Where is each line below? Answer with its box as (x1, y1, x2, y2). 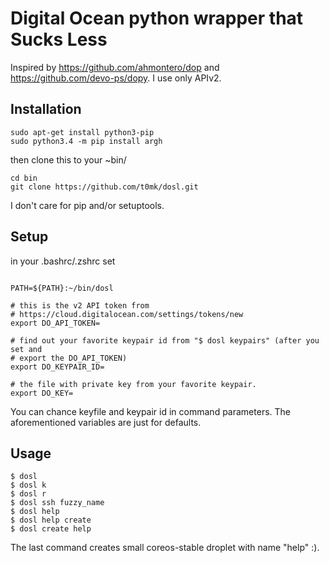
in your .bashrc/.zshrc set (10, 255, 116, 267)
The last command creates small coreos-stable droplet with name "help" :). (10, 542, 320, 554)
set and (10, 344, 43, 354)
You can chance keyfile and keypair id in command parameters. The (10, 405, 291, 417)
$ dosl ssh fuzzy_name (10, 498, 105, 508)
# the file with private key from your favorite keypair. (10, 379, 257, 389)
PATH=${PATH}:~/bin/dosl (10, 283, 114, 293)
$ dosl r (10, 489, 47, 499)
